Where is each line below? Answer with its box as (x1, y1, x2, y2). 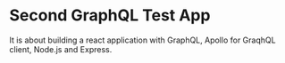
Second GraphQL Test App (9, 5, 211, 26)
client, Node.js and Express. (9, 43, 113, 54)
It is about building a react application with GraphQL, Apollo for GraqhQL (9, 35, 276, 45)
